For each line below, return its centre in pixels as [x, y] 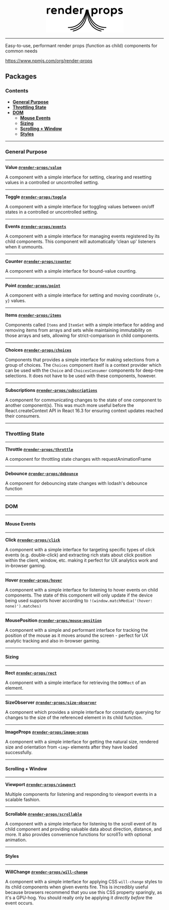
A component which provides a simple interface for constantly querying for [83, 712]
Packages [21, 77]
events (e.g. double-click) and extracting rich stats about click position [78, 555]
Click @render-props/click [33, 540]
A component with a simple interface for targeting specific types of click [80, 549]
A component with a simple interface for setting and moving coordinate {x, [83, 295]
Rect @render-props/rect [31, 673]
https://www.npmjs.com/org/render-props [49, 61]
